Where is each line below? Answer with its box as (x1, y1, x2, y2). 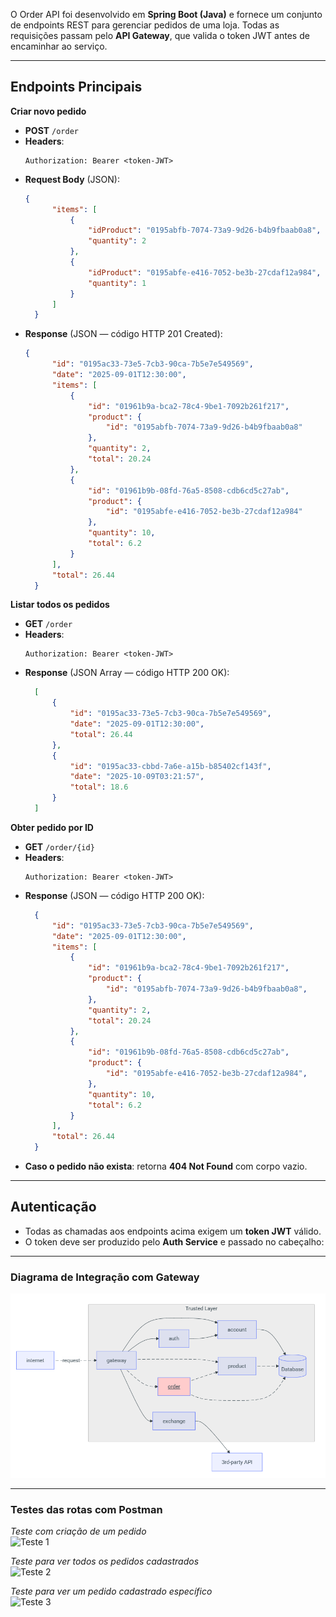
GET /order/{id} (24, 840, 95, 853)
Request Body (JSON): (24, 173, 120, 185)
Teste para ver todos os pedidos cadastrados (10, 1555, 200, 1568)
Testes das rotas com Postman (10, 1502, 163, 1516)
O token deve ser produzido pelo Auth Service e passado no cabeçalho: (24, 1235, 325, 1248)
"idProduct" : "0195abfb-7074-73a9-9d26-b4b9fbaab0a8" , (88, 225, 322, 236)
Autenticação (10, 1199, 97, 1216)
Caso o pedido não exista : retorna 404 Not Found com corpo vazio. (24, 1160, 308, 1173)
